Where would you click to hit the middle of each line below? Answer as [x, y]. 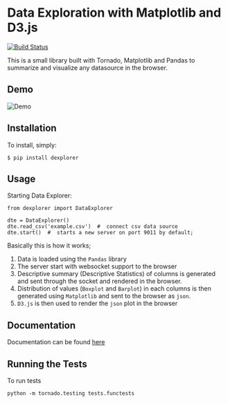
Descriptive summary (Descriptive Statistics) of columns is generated [116, 274]
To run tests [24, 381]
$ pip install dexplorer [43, 158]
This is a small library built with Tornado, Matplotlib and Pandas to [101, 60]
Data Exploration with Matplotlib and [114, 13]
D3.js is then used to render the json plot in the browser [97, 303]
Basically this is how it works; [49, 245]
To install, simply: [32, 145]
